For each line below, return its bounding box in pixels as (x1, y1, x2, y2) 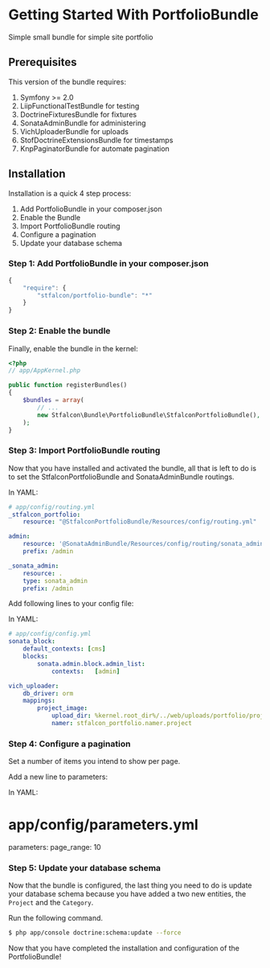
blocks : (22, 653, 48, 661)
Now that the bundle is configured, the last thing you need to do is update (8, 880, 252, 890)
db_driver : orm (22, 689, 74, 697)
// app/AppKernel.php (8, 367, 81, 375)
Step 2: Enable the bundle (8, 326, 111, 337)
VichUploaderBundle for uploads (19, 126, 129, 136)
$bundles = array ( (22, 396, 84, 404)
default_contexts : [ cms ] (22, 645, 106, 653)
